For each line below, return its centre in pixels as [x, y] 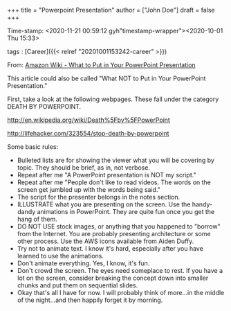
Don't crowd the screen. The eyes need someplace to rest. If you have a [120, 270]
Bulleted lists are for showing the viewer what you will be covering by [115, 160]
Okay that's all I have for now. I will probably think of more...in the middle [121, 293]
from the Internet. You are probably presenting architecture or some [114, 234]
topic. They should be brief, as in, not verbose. [84, 168]
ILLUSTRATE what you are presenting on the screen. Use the [104, 204]
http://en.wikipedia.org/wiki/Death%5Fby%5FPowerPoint [89, 120]
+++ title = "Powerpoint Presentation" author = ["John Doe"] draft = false [111, 10]
